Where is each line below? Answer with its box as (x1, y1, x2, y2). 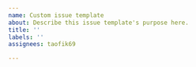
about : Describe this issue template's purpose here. (8, 19, 190, 26)
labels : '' (8, 33, 44, 41)
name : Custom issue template (8, 11, 104, 19)
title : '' (8, 26, 41, 33)
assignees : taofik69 (8, 41, 77, 48)
